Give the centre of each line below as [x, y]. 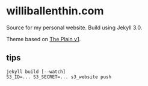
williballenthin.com [55, 11]
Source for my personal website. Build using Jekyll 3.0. [74, 27]
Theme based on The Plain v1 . [44, 39]
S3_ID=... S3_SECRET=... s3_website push [59, 77]
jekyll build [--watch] [36, 72]
